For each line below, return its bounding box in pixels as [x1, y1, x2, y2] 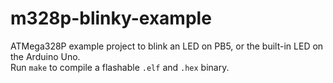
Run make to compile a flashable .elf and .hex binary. [10, 61, 230, 73]
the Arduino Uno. [10, 50, 81, 62]
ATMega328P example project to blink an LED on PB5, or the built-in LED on [10, 40, 324, 52]
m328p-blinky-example [10, 7, 212, 30]
